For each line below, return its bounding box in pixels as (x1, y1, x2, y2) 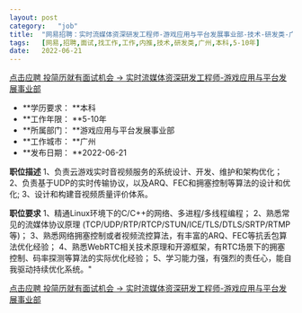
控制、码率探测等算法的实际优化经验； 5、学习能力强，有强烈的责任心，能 (9, 253, 285, 264)
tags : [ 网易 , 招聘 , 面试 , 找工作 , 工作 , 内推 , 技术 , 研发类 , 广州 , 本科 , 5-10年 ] (9, 38, 261, 48)
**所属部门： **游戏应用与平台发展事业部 (22, 125, 175, 135)
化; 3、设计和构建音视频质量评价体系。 (9, 189, 153, 200)
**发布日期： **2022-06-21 (22, 147, 128, 158)
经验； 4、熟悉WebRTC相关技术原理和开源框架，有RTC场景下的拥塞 (32, 241, 286, 252)
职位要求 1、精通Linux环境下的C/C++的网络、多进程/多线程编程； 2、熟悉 (9, 208, 282, 219)
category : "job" (9, 22, 78, 30)
